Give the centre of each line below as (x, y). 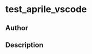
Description (24, 45)
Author (17, 28)
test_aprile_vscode (46, 9)
